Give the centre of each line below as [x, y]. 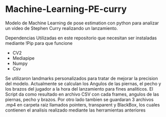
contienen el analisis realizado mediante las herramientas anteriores [75, 110]
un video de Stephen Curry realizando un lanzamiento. [61, 28]
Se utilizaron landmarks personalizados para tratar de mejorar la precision [81, 78]
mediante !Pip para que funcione [39, 43]
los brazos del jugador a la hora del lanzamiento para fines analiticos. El [79, 89]
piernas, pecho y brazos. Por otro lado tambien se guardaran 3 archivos [79, 99]
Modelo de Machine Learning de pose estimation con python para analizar [82, 23]
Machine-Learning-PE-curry [66, 9]
